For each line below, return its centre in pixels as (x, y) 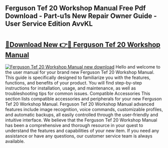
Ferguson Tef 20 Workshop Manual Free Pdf (76, 8)
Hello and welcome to (138, 67)
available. (15, 141)
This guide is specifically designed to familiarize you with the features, (78, 77)
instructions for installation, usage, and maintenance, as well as (71, 88)
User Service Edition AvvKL (49, 24)
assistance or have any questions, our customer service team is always (79, 136)
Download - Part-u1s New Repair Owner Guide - (81, 16)
